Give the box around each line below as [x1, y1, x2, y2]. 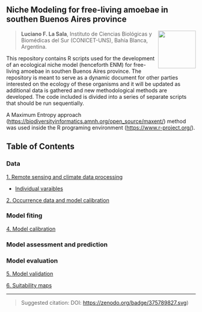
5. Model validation [6, 270, 54, 278]
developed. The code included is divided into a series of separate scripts [6, 93, 187, 100]
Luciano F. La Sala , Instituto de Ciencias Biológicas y [20, 30, 152, 37]
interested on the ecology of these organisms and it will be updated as [6, 80, 181, 87]
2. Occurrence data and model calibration [6, 196, 109, 204]
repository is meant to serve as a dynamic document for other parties [6, 73, 179, 81]
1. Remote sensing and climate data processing [6, 173, 123, 180]
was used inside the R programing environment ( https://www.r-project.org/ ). [6, 123, 195, 131]
